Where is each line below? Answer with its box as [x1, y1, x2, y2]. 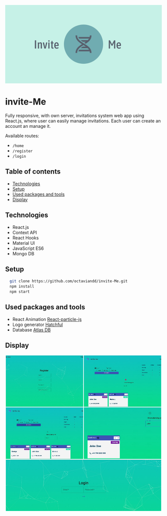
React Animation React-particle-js [12, 316, 82, 322]
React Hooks [12, 234, 39, 241]
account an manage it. [5, 123, 51, 129]
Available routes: [5, 132, 39, 139]
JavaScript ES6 [12, 245, 44, 251]
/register [12, 148, 33, 154]
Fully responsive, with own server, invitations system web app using [5, 112, 145, 118]
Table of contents [5, 167, 61, 176]
